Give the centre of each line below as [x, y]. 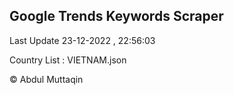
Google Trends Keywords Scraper [116, 16]
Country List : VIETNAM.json [68, 60]
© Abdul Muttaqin [46, 79]
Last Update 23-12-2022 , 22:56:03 [82, 40]
